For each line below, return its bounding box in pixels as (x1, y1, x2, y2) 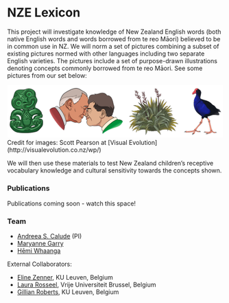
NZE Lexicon (7, 5, 81, 21)
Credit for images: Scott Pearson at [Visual (7, 139, 128, 147)
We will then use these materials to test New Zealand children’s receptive (7, 159, 214, 168)
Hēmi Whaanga (16, 247, 61, 255)
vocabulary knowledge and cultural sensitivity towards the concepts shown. (7, 166, 222, 175)
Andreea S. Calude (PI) (16, 232, 82, 240)
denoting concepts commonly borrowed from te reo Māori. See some (7, 64, 203, 72)
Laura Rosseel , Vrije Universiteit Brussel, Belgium (16, 280, 156, 289)
